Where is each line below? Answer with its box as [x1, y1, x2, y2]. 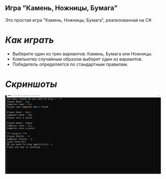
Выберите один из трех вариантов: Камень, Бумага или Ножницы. [12, 50, 153, 56]
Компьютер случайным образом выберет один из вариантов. [12, 56, 143, 62]
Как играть [5, 35, 54, 45]
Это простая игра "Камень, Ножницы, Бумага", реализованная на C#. [5, 17, 153, 23]
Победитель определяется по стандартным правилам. [12, 61, 128, 67]
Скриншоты [5, 79, 57, 89]
